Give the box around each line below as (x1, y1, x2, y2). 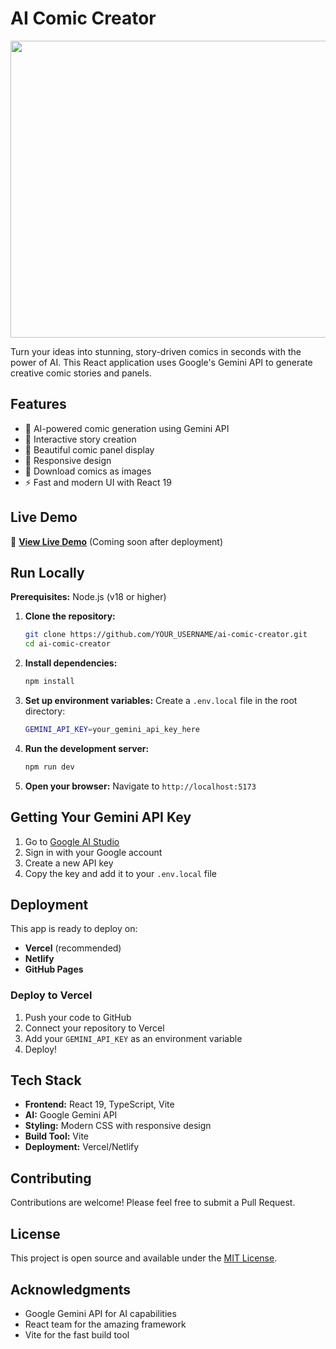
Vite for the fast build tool (24, 1328, 130, 1341)
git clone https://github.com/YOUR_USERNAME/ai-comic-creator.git (24, 630, 308, 640)
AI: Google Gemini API (24, 1109, 118, 1121)
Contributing (10, 1170, 92, 1187)
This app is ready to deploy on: (10, 923, 138, 935)
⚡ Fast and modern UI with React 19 (24, 476, 172, 488)
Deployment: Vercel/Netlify (24, 1141, 140, 1153)
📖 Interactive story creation (24, 433, 137, 445)
